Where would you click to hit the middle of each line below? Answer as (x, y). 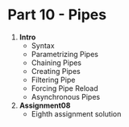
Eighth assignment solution (76, 113)
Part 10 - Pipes (57, 15)
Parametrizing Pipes (64, 54)
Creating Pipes (56, 71)
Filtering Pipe (53, 80)
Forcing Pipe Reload (64, 88)
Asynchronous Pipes (66, 96)
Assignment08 (45, 105)
